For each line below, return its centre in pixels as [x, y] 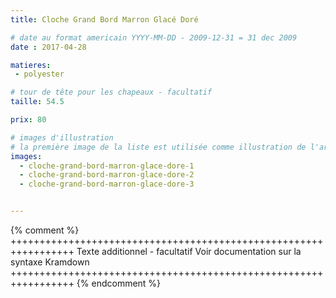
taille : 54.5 [37, 102]
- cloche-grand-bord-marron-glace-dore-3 [107, 184]
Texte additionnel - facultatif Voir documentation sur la [189, 251]
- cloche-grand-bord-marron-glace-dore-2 [107, 175]
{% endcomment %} [119, 283]
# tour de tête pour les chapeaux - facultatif [111, 92]
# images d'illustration [62, 137]
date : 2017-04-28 [48, 47]
